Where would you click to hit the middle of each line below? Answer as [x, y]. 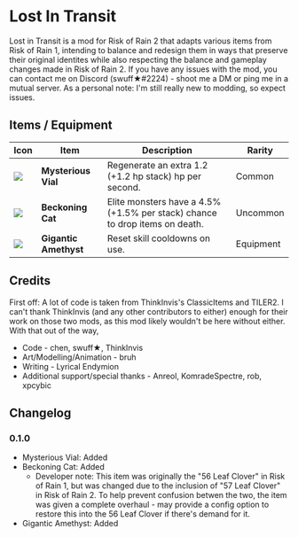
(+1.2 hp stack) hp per [154, 176]
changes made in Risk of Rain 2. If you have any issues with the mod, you [143, 69]
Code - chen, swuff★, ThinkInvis [82, 347]
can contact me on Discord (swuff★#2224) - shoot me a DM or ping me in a [149, 78]
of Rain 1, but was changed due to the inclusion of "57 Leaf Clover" [158, 486]
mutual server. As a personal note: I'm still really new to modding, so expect [148, 88]
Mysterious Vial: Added [65, 457]
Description [167, 150]
